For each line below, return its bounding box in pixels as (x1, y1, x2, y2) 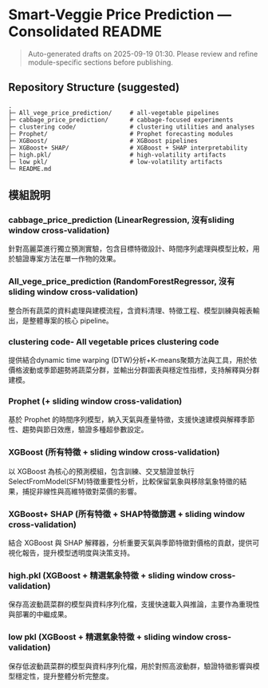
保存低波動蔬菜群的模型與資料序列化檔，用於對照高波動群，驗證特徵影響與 (8, 661, 253, 670)
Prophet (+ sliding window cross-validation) (8, 396, 183, 407)
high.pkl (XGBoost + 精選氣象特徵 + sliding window (8, 570, 208, 581)
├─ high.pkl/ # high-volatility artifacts (8, 150, 227, 159)
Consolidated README (8, 22, 162, 41)
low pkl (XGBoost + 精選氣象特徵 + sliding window (8, 631, 204, 642)
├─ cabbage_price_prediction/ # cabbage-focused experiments (8, 116, 234, 124)
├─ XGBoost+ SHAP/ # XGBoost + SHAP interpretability (8, 144, 248, 152)
